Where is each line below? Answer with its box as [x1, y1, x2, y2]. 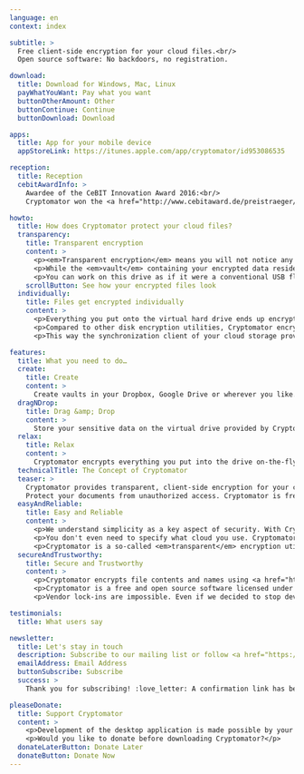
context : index [9, 22, 67, 31]
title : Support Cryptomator [17, 709, 124, 718]
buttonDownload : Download [17, 113, 116, 122]
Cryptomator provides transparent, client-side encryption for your [25, 483, 290, 492]
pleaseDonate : [9, 701, 63, 710]
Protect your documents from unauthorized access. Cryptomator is [25, 491, 281, 500]
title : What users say [17, 617, 103, 626]
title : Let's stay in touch [17, 642, 124, 652]
